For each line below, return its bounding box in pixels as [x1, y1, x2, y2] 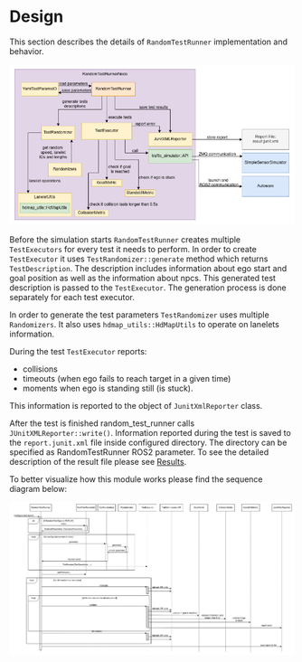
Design [9, 6, 64, 27]
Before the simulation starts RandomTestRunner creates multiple [9, 233, 241, 245]
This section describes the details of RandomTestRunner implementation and [9, 36, 288, 47]
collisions [22, 364, 59, 374]
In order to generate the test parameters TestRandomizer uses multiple [9, 309, 269, 320]
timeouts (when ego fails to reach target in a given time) [22, 373, 231, 383]
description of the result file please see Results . [9, 456, 187, 467]
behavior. [9, 45, 44, 56]
